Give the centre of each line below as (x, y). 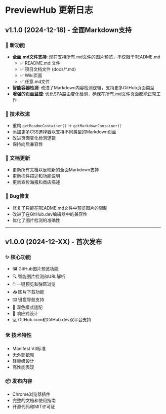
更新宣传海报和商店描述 (36, 182)
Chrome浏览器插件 (31, 394)
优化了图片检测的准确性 (36, 220)
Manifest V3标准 (29, 348)
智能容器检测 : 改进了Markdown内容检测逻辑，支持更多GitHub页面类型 (83, 87)
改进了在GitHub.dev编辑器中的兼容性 (50, 214)
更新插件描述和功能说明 (36, 176)
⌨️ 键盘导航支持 (28, 300)
